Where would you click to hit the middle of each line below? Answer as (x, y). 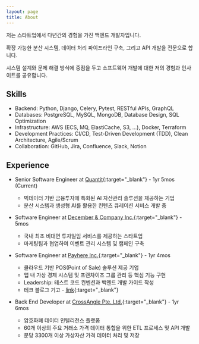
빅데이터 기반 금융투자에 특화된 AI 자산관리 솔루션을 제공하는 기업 (99, 198)
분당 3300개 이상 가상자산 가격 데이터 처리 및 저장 (81, 335)
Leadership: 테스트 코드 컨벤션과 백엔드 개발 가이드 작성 (89, 283)
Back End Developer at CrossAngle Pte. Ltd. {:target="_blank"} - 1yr (97, 302)
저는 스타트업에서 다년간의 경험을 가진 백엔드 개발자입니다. (74, 35)
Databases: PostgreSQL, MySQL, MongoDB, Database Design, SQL (97, 115)
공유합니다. (35, 75)
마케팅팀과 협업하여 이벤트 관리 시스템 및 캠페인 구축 (84, 243)
